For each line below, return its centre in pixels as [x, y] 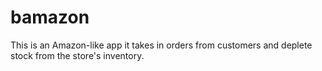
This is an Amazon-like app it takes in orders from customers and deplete [161, 45]
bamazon [50, 17]
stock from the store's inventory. [77, 55]
